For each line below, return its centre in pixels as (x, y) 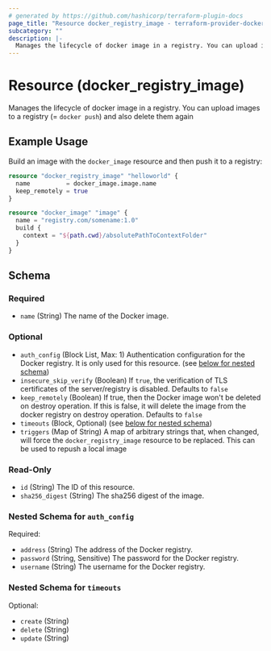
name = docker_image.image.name (86, 183)
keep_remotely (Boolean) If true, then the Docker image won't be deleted (140, 397)
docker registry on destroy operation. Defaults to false (111, 414)
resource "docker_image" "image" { (68, 213)
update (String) (45, 638)
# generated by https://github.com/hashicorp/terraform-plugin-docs (126, 16)
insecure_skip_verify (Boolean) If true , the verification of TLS (124, 380)
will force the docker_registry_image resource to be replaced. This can (138, 440)
